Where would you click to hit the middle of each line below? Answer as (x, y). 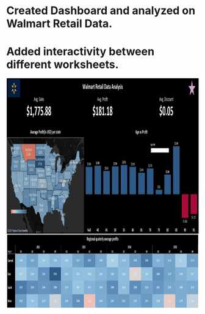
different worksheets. (63, 65)
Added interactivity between (80, 52)
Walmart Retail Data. (59, 24)
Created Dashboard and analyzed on (101, 11)
